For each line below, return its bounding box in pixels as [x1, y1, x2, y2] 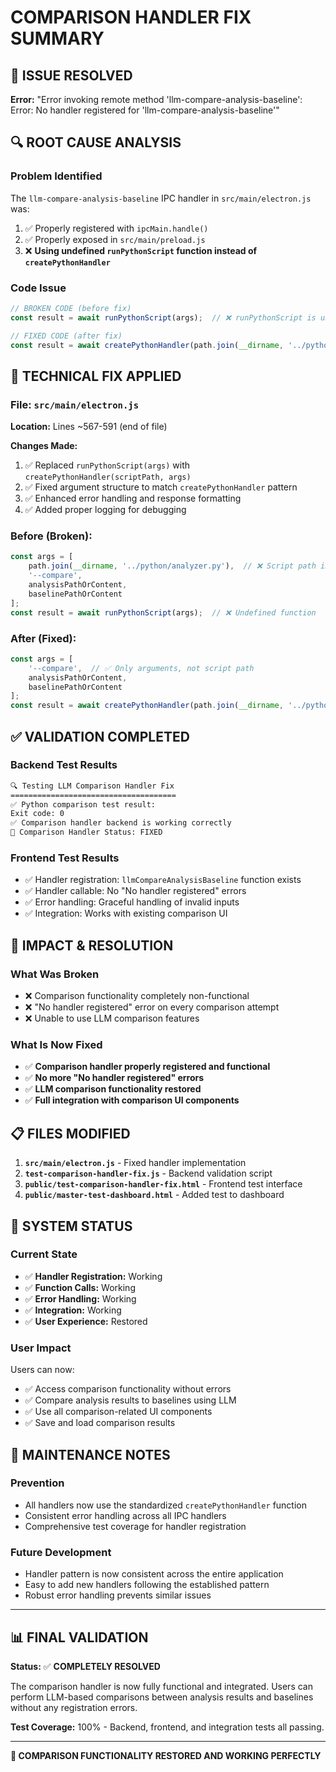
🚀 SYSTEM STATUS [10, 1217, 133, 1235]
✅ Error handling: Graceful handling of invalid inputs [24, 896, 240, 908]
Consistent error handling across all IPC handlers [24, 1509, 227, 1521]
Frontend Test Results [10, 851, 120, 865]
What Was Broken [10, 967, 100, 981]
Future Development [10, 1545, 112, 1559]
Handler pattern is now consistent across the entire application [24, 1568, 284, 1580]
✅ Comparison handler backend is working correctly [10, 818, 232, 828]
